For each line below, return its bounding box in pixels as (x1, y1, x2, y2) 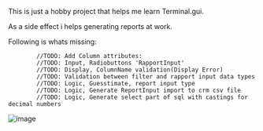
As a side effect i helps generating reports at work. (8, 22, 173, 31)
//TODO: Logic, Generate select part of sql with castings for (36, 93, 248, 101)
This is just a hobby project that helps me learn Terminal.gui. (8, 7, 205, 16)
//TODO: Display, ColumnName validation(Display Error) (36, 66, 224, 74)
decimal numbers (8, 100, 61, 108)
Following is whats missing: (8, 37, 97, 46)
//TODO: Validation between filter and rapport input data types (36, 73, 256, 81)
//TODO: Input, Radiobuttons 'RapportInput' (36, 59, 185, 67)
